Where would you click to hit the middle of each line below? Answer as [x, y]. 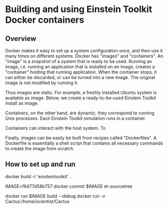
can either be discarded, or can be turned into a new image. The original [80, 77]
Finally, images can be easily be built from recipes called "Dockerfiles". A [81, 138]
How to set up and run [40, 164]
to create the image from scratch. [40, 149]
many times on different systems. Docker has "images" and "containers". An [84, 56]
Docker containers [45, 20]
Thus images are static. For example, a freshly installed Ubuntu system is [81, 92]
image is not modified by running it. [42, 83]
